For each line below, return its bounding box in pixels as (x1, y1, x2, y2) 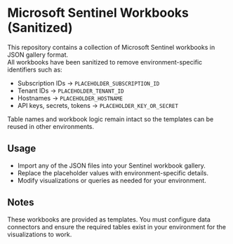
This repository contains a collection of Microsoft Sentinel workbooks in (7, 43, 215, 51)
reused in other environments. (7, 122, 95, 130)
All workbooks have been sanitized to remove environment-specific (7, 57, 203, 66)
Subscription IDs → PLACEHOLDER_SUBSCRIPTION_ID (17, 79, 160, 87)
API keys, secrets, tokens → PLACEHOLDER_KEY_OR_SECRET (17, 101, 179, 109)
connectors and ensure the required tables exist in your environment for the (7, 222, 227, 231)
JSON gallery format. (7, 50, 69, 59)
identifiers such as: (7, 65, 62, 74)
